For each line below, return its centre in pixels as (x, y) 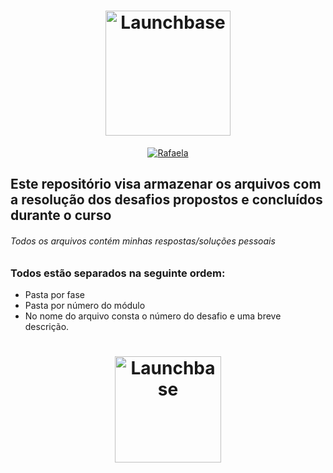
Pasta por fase (54, 294)
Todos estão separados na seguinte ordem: (118, 273)
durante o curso (61, 215)
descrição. (47, 326)
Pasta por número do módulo (85, 305)
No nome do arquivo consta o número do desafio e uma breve (153, 316)
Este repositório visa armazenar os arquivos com (166, 184)
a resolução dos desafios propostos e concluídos (166, 200)
